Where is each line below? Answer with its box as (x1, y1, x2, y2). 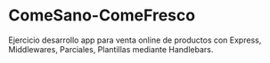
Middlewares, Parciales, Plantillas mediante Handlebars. (8, 43, 214, 54)
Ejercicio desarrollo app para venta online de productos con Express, (8, 35, 262, 45)
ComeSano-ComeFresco (8, 5, 196, 26)
